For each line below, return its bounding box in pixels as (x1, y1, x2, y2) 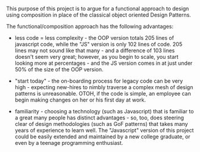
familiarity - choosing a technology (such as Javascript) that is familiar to (14, 108, 194, 115)
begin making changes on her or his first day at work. (14, 96, 146, 103)
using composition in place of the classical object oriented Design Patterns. (6, 11, 192, 18)
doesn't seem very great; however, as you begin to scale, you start (14, 53, 179, 60)
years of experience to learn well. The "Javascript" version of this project (14, 127, 194, 134)
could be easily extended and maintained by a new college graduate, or (14, 133, 190, 140)
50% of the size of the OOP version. (14, 66, 104, 73)
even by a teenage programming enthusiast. (14, 140, 123, 146)
